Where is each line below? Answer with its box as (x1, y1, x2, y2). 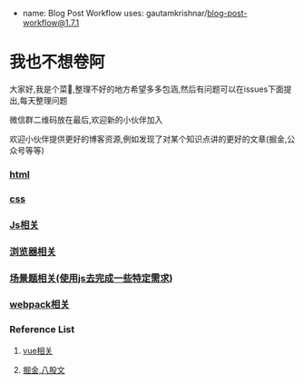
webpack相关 (9, 299, 70, 311)
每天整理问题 (19, 94, 68, 105)
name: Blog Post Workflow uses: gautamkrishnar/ (22, 8, 208, 18)
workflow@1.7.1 (22, 17, 80, 28)
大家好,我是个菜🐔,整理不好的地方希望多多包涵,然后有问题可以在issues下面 (9, 84, 284, 94)
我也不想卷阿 (9, 52, 106, 73)
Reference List (9, 323, 75, 336)
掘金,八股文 (22, 364, 65, 375)
